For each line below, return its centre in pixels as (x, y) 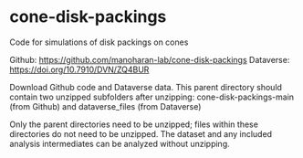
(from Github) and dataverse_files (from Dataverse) (105, 106)
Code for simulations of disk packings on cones (99, 42)
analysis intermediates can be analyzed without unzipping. (120, 143)
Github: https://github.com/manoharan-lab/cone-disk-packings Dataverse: (150, 59)
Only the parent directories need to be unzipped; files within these (134, 124)
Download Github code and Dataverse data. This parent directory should (146, 87)
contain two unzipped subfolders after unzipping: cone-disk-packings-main (152, 97)
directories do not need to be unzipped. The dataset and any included (141, 133)
